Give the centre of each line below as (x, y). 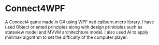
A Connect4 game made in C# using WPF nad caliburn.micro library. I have (79, 22)
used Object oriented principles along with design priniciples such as (74, 27)
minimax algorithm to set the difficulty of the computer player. (66, 37)
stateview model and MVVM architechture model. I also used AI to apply (77, 32)
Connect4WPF (35, 8)
